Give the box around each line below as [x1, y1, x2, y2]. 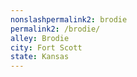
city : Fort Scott [10, 42, 83, 53]
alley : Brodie [10, 33, 70, 43]
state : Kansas [10, 52, 70, 62]
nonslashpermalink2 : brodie [10, 14, 128, 25]
